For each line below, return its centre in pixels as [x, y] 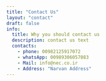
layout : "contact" [30, 18]
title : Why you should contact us [56, 35]
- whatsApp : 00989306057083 [53, 57]
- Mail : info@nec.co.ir [48, 63]
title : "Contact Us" [33, 12]
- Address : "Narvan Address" [55, 69]
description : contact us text [50, 40]
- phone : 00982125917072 [49, 52]
